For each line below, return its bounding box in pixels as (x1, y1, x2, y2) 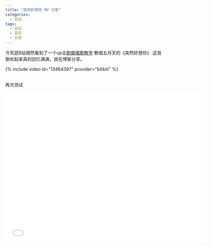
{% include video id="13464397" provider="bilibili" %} (5, 66, 118, 72)
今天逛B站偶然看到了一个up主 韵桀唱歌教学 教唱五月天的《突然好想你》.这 (5, 50, 157, 56)
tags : (5, 21, 17, 27)
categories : (5, 12, 30, 17)
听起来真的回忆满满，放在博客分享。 (9, 56, 85, 62)
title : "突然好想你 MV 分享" (5, 7, 61, 13)
